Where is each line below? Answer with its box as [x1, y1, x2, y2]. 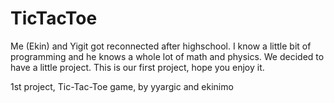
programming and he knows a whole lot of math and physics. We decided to [10, 50, 325, 62]
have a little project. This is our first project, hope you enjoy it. [10, 61, 265, 73]
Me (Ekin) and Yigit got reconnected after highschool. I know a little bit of [10, 40, 312, 52]
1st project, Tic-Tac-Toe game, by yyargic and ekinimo [10, 80, 234, 92]
